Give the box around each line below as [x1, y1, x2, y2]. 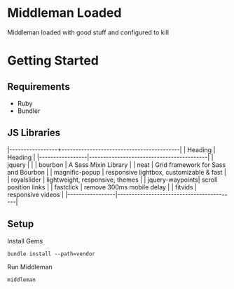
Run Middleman [7, 262, 53, 271]
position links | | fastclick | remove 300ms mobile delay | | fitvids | [7, 182, 198, 191]
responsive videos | [7, 190, 64, 199]
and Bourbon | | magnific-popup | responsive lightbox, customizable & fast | [7, 168, 226, 176]
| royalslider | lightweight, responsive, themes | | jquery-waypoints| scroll [7, 175, 218, 184]
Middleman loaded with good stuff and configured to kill [7, 28, 170, 36]
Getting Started [7, 53, 99, 69]
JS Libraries [7, 127, 61, 139]
